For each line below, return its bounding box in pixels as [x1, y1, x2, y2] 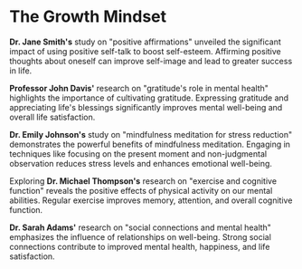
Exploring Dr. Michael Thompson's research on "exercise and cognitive [9, 175, 278, 187]
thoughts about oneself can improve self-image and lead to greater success [9, 55, 293, 66]
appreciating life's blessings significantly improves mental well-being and [9, 101, 283, 112]
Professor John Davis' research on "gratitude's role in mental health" [9, 82, 269, 93]
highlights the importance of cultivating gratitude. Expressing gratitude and [9, 92, 289, 103]
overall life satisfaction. [9, 111, 96, 122]
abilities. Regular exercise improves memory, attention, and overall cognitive [9, 195, 293, 206]
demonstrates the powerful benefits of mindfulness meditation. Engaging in [9, 139, 291, 149]
